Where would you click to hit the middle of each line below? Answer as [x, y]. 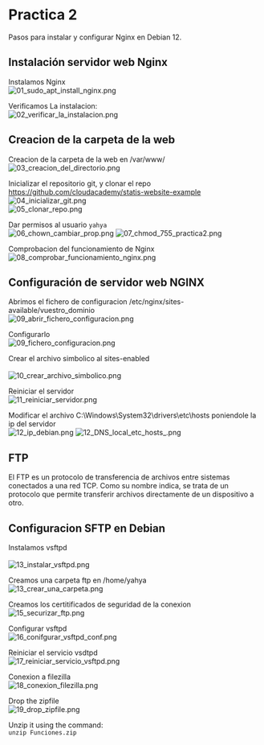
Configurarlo [29, 335]
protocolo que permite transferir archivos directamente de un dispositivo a [131, 494]
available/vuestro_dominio [51, 311]
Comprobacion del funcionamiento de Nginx [81, 249]
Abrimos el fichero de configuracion [68, 302]
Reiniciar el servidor [41, 391]
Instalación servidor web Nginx [88, 62]
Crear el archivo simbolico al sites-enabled [79, 359]
